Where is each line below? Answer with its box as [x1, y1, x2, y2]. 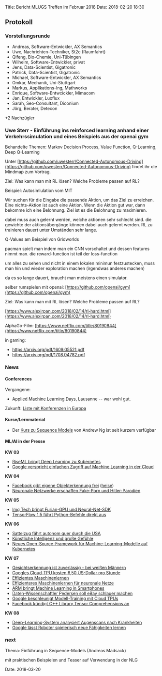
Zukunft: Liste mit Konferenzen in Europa [5, 406, 87, 411]
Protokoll [5, 18, 33, 26]
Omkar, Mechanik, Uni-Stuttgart [12, 79, 76, 85]
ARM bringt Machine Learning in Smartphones [12, 585, 105, 591]
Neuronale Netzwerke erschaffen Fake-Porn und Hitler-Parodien [12, 487, 141, 493]
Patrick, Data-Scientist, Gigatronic [12, 69, 80, 75]
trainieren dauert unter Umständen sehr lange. [5, 227, 98, 233]
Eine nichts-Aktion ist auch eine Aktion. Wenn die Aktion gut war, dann [5, 202, 146, 208]
